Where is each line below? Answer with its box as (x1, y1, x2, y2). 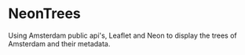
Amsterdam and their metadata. (8, 38, 111, 48)
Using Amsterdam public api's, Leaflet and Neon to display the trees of (8, 31, 237, 40)
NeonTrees (8, 5, 81, 23)
